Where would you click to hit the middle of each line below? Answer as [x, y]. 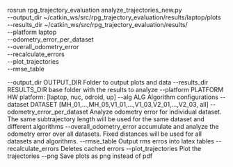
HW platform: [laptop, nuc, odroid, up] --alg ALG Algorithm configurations [113, 97]
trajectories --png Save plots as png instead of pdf [80, 156]
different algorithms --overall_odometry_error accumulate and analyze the [113, 126]
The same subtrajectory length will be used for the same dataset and [106, 119]
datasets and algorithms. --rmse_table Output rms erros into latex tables [111, 141]
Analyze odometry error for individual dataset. [155, 112]
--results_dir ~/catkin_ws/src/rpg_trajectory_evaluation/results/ [97, 25]
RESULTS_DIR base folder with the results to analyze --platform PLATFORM [115, 90]
